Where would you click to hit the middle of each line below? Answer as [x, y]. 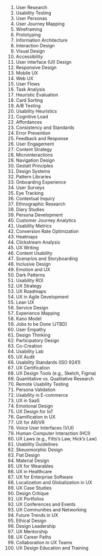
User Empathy [31, 329]
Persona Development [39, 215]
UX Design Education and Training [52, 548]
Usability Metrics [34, 226]
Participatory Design [37, 340]
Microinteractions [34, 155]
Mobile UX [27, 73]
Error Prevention [33, 133]
